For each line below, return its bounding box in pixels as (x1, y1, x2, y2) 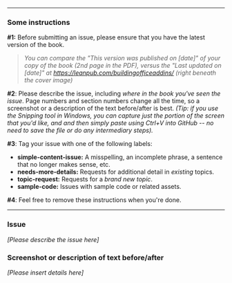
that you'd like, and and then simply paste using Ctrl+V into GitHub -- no (7, 119, 214, 127)
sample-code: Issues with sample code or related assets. (17, 183, 182, 191)
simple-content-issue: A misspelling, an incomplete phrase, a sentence (17, 153, 223, 161)
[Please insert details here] (7, 268, 84, 277)
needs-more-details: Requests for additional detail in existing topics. (17, 167, 215, 176)
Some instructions (7, 17, 70, 27)
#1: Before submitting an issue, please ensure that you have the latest (7, 33, 205, 42)
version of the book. (7, 41, 64, 49)
